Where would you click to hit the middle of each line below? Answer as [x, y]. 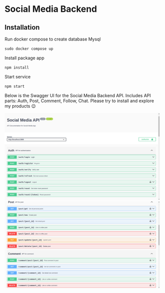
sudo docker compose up [29, 49]
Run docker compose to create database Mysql [53, 39]
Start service [17, 77]
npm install [17, 68]
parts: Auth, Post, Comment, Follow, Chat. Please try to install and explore [79, 101]
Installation [22, 27]
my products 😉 [20, 106]
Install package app [25, 58]
